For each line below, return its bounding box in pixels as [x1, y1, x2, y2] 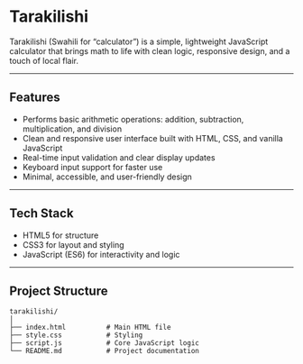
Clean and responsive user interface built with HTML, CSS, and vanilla [22, 132, 284, 143]
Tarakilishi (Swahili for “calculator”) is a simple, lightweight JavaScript [9, 36, 269, 47]
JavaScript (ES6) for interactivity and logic [22, 249, 180, 259]
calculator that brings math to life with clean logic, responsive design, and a [9, 45, 290, 56]
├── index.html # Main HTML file [9, 323, 171, 332]
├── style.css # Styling [9, 331, 143, 340]
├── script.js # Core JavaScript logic [9, 339, 200, 348]
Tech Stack [9, 205, 74, 222]
